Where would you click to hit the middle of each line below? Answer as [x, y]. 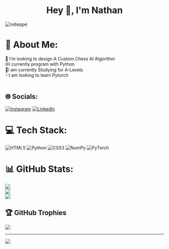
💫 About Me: [32, 45]
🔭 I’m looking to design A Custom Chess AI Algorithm [60, 59]
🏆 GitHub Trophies [36, 212]
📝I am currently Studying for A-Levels [44, 70]
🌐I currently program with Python [40, 64]
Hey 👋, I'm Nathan [84, 10]
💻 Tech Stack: [36, 130]
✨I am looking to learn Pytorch [37, 75]
